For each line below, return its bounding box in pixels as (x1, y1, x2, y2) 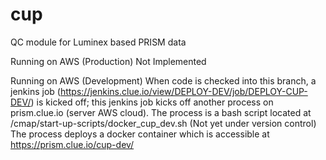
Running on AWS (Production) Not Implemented (10, 55, 207, 67)
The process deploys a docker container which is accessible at (10, 128, 270, 140)
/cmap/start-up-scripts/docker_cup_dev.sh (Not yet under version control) (10, 117, 317, 129)
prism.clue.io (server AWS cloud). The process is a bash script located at (10, 106, 312, 118)
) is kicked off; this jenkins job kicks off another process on (30, 96, 274, 108)
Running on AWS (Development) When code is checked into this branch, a (10, 74, 317, 87)
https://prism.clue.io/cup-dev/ (10, 138, 135, 150)
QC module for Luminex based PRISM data (10, 36, 187, 48)
